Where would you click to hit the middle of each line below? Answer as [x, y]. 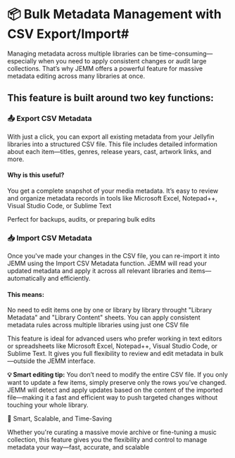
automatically [27, 279]
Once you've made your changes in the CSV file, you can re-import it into [114, 256]
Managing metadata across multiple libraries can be [83, 53]
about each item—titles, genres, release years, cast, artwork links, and [109, 151]
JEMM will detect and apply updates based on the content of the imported [115, 390]
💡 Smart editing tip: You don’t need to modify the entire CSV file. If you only [118, 375]
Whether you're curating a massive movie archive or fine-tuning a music [112, 432]
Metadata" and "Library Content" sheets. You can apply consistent [104, 317]
